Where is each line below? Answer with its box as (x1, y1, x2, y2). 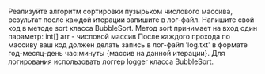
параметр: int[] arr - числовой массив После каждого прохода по (8, 31, 231, 41)
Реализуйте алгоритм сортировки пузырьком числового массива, (8, 7, 233, 16)
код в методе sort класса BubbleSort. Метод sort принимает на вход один (8, 24, 258, 32)
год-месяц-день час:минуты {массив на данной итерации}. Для (8, 49, 225, 57)
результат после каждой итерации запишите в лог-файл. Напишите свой (8, 15, 255, 24)
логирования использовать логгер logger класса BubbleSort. (8, 57, 214, 66)
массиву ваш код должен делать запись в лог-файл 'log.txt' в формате (8, 40, 248, 50)
